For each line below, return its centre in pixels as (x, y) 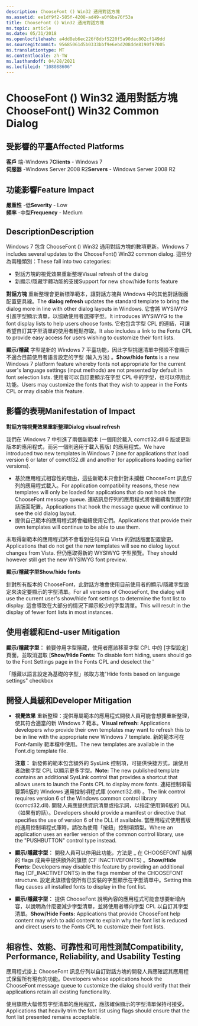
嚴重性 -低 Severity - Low (37, 205)
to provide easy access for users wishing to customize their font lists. (91, 337)
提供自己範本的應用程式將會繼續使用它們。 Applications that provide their (103, 520)
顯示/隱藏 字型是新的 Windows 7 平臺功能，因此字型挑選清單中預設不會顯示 (98, 350)
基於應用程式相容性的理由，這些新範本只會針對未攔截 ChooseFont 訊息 (101, 478)
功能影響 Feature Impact (50, 190)
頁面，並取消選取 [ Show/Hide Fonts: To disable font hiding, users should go (99, 655)
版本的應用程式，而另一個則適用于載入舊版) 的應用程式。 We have (86, 446)
